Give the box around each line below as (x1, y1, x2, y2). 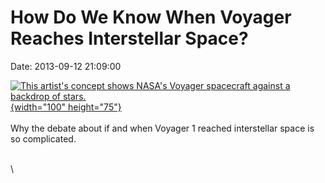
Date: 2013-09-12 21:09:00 (10, 60, 122, 72)
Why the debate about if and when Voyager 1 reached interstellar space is (10, 122, 315, 134)
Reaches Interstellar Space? (10, 27, 249, 50)
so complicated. (10, 132, 77, 145)
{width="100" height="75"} (10, 101, 122, 113)
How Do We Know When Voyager (10, 6, 292, 29)
